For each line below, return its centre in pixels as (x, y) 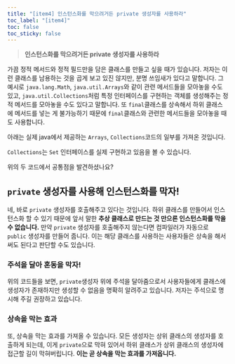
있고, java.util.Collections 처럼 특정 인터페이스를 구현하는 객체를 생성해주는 (114, 96)
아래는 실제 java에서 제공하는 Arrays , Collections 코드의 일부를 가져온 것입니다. (116, 137)
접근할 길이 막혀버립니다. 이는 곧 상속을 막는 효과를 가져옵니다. (92, 353)
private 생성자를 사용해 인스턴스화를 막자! (93, 191)
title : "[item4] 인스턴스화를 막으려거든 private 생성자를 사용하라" (97, 14)
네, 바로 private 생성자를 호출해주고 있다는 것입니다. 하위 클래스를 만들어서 (110, 210)
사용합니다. (30, 122)
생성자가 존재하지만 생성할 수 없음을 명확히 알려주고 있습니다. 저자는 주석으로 (112, 290)
